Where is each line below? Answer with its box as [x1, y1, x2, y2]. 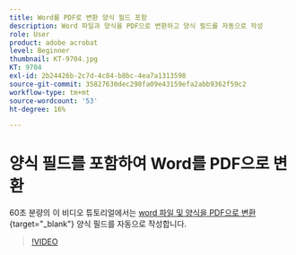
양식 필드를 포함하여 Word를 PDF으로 [9, 154, 270, 174]
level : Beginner [9, 47, 70, 55]
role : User [9, 30, 50, 38]
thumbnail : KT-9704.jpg [9, 55, 99, 64]
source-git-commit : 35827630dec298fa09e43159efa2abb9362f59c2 [9, 80, 247, 89]
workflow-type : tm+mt [9, 88, 91, 97]
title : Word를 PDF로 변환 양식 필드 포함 [9, 13, 148, 22]
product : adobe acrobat [9, 38, 99, 47]
